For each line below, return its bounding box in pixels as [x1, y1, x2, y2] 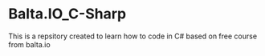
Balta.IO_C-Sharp [8, 5, 127, 23]
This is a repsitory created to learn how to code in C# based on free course [8, 31, 258, 41]
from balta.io [8, 39, 51, 49]
